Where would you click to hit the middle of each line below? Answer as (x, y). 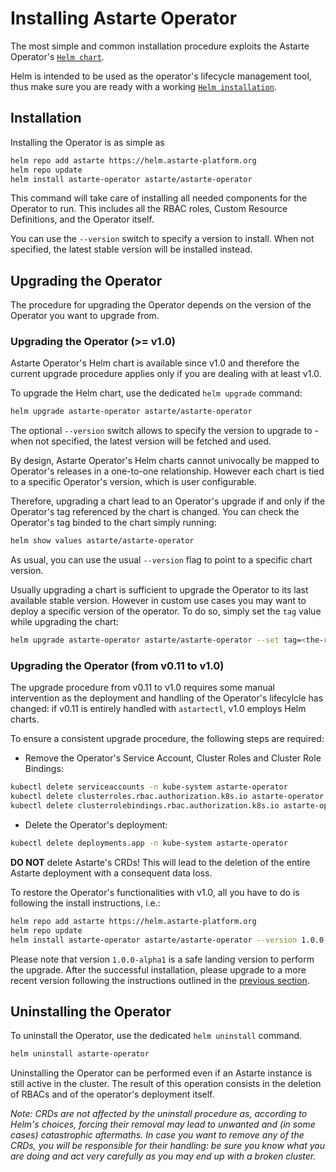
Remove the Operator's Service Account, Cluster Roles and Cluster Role (173, 758)
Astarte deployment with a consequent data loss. (111, 873)
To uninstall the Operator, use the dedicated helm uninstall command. (156, 1036)
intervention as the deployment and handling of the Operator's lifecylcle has (167, 698)
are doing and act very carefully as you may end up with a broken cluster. (163, 1156)
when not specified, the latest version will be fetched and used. (141, 441)
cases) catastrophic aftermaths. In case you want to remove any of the (157, 1135)
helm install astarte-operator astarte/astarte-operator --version (154, 940)
